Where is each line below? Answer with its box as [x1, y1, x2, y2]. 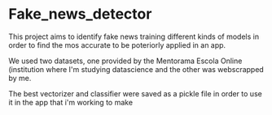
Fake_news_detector [8, 5, 152, 23]
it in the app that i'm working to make [8, 97, 133, 107]
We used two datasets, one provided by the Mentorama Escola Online [8, 56, 243, 66]
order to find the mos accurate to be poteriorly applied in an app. [8, 40, 226, 49]
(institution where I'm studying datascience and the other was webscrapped [8, 64, 265, 74]
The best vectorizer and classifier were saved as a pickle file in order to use [8, 88, 262, 98]
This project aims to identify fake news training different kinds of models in [8, 32, 259, 41]
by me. [8, 73, 32, 83]
